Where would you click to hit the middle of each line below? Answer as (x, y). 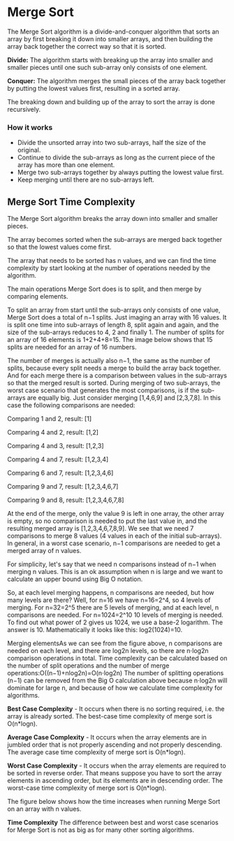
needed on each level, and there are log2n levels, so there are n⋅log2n (108, 651)
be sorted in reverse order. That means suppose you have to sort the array (115, 773)
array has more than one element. (66, 165)
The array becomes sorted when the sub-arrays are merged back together (115, 240)
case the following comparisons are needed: (71, 405)
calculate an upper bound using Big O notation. (75, 579)
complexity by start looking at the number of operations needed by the (109, 268)
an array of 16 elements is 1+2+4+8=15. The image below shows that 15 (110, 340)
